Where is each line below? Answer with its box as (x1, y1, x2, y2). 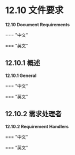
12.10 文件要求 (5, 5, 64, 16)
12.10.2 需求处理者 (5, 110, 62, 118)
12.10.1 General (5, 72, 36, 79)
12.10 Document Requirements (5, 21, 70, 28)
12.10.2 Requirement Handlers (5, 123, 69, 129)
